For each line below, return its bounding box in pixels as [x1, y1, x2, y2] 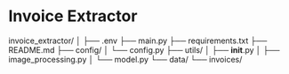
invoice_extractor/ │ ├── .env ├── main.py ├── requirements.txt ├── [8, 35, 268, 46]
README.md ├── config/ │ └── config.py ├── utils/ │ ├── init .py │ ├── [8, 44, 281, 55]
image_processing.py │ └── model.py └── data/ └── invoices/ [8, 54, 243, 64]
